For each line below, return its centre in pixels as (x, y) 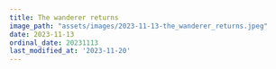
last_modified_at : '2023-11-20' (70, 51)
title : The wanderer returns (64, 17)
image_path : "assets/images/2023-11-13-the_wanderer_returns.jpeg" (139, 26)
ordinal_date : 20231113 (54, 43)
